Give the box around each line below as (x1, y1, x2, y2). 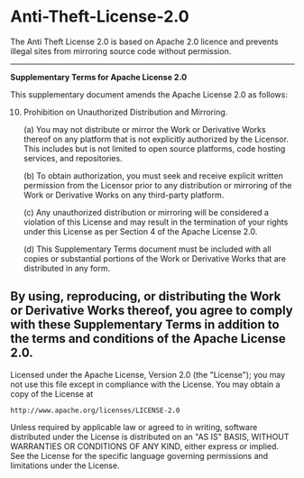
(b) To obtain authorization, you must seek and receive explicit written (23, 170, 283, 181)
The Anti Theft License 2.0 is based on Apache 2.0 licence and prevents (10, 36, 279, 47)
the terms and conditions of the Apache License (10, 331, 287, 346)
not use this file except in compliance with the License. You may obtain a (10, 379, 281, 390)
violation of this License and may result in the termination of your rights (23, 216, 289, 227)
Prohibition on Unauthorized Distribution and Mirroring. (23, 106, 228, 117)
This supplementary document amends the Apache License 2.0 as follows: (10, 88, 288, 100)
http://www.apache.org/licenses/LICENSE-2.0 (10, 406, 180, 415)
